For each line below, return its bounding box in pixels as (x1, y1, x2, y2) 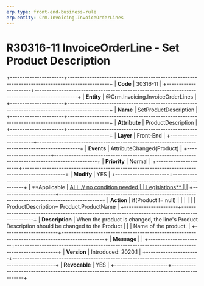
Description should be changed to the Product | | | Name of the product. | (6, 223, 191, 230)
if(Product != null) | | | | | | (132, 197, 196, 204)
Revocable (63, 261, 91, 268)
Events (88, 145, 107, 152)
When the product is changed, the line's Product (76, 216, 198, 223)
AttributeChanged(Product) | (110, 145, 183, 152)
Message (112, 235, 137, 243)
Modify (73, 171, 93, 178)
